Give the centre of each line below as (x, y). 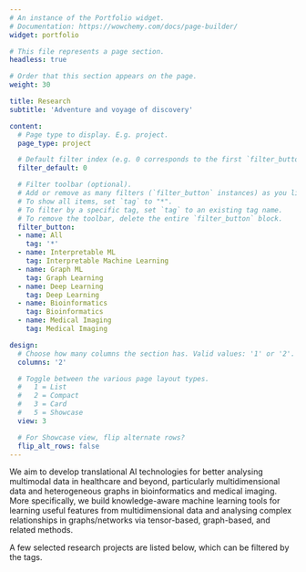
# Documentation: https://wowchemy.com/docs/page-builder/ (124, 26)
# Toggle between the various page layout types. (113, 379)
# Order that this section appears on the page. (103, 77)
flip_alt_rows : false (59, 446)
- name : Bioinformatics (62, 303)
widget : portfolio (44, 35)
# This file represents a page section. (87, 51)
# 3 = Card (42, 404)
